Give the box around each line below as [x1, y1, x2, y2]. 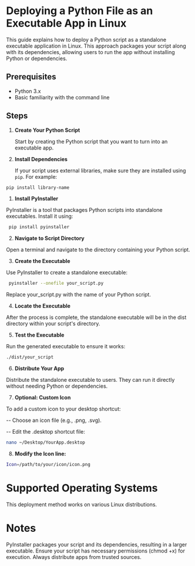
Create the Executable [14, 258, 70, 265]
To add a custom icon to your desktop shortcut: [6, 405, 122, 412]
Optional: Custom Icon [14, 394, 71, 401]
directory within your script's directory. [6, 320, 100, 327]
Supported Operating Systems [6, 481, 158, 495]
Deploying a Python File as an [6, 4, 153, 18]
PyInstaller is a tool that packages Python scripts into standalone [6, 207, 163, 214]
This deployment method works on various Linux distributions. [6, 501, 157, 508]
